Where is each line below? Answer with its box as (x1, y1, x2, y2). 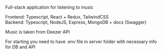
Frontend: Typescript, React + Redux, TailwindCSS (5, 14, 109, 19)
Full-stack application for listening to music (5, 4, 94, 10)
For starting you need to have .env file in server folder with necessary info (5, 38, 157, 44)
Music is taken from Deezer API (5, 29, 70, 34)
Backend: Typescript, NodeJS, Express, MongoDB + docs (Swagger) (5, 19, 147, 25)
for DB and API (5, 44, 36, 49)
